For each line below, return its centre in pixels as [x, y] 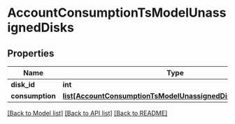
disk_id [23, 85]
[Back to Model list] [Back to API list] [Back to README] [87, 113]
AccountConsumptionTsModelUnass [117, 13]
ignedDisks [41, 28]
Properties [31, 53]
